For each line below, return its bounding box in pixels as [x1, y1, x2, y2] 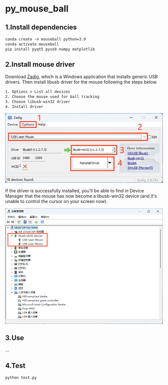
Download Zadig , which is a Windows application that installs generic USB [5, 73, 158, 79]
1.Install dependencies [5, 23, 77, 31]
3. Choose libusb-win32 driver [5, 99, 70, 104]
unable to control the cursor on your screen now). [5, 198, 107, 204]
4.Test [5, 361, 26, 370]
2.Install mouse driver [5, 60, 75, 69]
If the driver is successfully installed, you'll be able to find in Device [5, 188, 144, 194]
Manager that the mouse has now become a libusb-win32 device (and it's [5, 193, 157, 199]
